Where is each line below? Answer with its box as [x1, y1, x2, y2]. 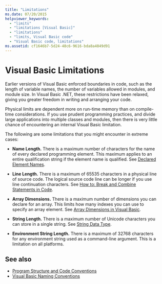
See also [5, 255, 32, 263]
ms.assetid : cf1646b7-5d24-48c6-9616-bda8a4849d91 [5, 44, 110, 48]
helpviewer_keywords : [5, 16, 49, 21]
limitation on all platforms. [12, 241, 64, 247]
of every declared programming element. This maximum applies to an [12, 151, 152, 157]
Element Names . [12, 161, 45, 167]
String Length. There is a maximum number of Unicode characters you [12, 216, 156, 222]
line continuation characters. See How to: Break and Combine [12, 181, 136, 187]
